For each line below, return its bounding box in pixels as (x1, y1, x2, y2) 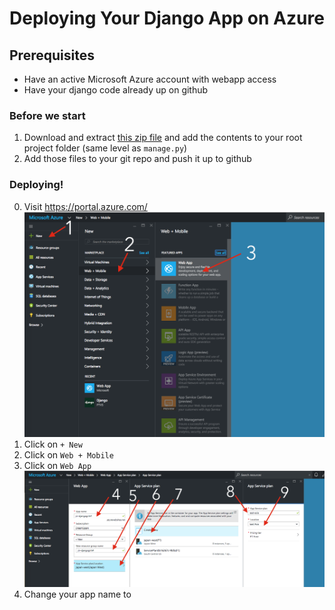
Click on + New (23, 438, 83, 451)
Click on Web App (23, 460, 92, 472)
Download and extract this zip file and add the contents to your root (23, 132, 303, 144)
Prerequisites (9, 47, 95, 64)
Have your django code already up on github (23, 84, 209, 96)
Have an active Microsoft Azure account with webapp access (23, 73, 277, 85)
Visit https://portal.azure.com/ (23, 200, 148, 212)
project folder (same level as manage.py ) (23, 142, 188, 154)
